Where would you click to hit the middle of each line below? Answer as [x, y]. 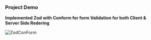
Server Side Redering [27, 23]
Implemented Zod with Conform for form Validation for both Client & [76, 18]
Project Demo [22, 7]
